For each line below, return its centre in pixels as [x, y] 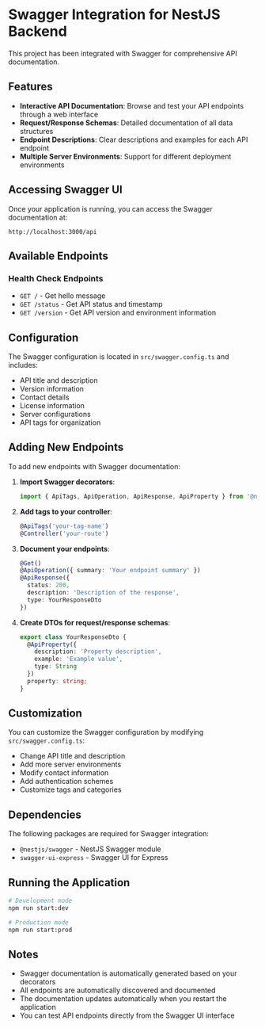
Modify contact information [64, 773]
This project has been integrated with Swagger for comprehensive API [123, 53]
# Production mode [38, 922]
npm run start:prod [40, 930]
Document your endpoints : [64, 548]
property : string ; [57, 681]
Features [30, 87]
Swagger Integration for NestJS [114, 15]
